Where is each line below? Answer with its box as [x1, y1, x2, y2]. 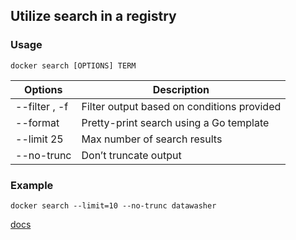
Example [10, 178, 54, 192]
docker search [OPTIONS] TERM [10, 60, 137, 71]
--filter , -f [15, 99, 69, 113]
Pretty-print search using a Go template [81, 115, 270, 129]
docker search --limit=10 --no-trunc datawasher [10, 200, 217, 211]
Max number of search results [81, 132, 223, 146]
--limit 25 [15, 132, 64, 146]
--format [15, 115, 60, 129]
